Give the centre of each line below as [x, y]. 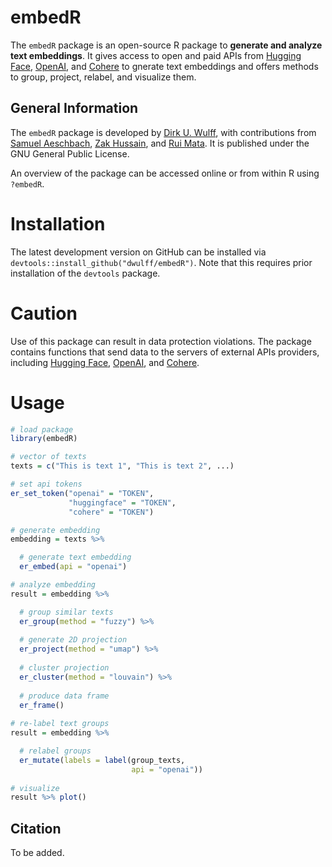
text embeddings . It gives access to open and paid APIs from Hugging [156, 55]
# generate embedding [55, 530]
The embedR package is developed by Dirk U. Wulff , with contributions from [163, 132]
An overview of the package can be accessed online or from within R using [165, 173]
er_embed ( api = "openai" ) [73, 567]
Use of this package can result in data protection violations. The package [161, 341]
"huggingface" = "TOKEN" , [122, 502]
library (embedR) [44, 439]
